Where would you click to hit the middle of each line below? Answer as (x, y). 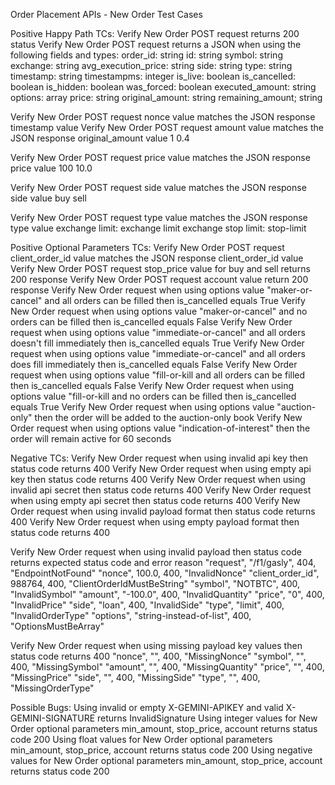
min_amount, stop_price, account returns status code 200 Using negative (161, 750)
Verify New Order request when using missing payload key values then (156, 645)
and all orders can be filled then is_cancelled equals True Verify (175, 300)
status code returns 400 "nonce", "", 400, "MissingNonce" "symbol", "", (158, 656)
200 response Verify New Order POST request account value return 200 (159, 279)
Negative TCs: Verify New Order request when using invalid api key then (159, 458)
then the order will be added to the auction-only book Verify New (168, 417)
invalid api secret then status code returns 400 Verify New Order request (161, 490)
